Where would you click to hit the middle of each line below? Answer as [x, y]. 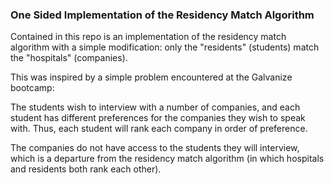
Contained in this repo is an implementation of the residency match [148, 37]
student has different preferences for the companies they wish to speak [158, 118]
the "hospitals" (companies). [69, 58]
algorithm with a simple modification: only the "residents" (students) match [165, 47]
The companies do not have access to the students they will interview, [155, 148]
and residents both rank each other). [86, 169]
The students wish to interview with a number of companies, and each [155, 107]
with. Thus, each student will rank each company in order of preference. [159, 129]
